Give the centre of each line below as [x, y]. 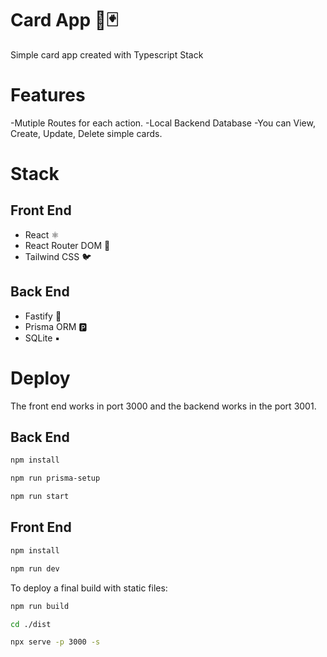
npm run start [40, 497]
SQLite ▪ [42, 338]
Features [48, 95]
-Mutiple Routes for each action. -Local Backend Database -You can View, [163, 123]
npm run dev [35, 568]
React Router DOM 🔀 [67, 245]
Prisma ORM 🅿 [56, 326]
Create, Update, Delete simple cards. [86, 133]
